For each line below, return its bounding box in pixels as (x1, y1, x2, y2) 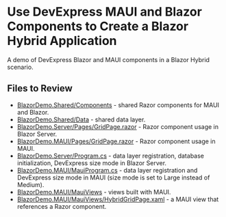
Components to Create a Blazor (7, 18, 189, 34)
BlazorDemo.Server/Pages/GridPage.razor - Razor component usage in (16, 122, 219, 130)
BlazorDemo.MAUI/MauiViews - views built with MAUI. (16, 188, 171, 196)
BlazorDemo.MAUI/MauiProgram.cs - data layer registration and (16, 166, 198, 174)
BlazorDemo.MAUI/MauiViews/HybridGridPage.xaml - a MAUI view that (16, 195, 219, 203)
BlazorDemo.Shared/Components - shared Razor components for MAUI (16, 100, 220, 109)
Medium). (16, 180, 45, 188)
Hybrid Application (7, 33, 118, 48)
